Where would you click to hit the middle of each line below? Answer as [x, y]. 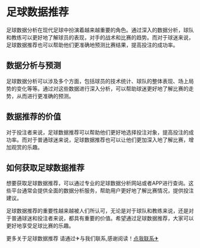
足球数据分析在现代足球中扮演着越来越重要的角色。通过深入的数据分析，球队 [100, 30]
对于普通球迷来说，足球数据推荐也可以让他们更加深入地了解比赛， [107, 140]
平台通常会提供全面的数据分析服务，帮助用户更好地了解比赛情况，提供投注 [102, 191]
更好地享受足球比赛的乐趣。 [40, 226]
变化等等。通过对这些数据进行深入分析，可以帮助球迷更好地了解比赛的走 [105, 88]
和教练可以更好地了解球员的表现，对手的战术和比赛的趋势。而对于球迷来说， [100, 37]
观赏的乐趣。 [27, 147]
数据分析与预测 [34, 65]
